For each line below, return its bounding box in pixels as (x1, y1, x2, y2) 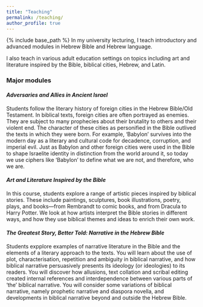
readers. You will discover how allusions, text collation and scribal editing (6, 268, 188, 276)
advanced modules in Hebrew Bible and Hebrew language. (6, 43, 153, 50)
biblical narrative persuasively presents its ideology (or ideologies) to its (6, 262, 185, 269)
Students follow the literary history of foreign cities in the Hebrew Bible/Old (6, 105, 193, 112)
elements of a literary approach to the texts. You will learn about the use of (6, 249, 192, 256)
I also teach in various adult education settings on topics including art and (6, 55, 190, 62)
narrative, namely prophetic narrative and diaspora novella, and (6, 288, 164, 295)
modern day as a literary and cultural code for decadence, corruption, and (6, 137, 192, 144)
